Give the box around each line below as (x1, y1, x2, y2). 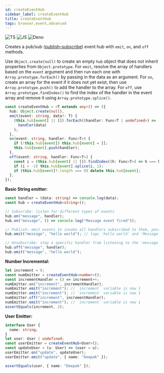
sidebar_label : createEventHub (5, 12, 69, 17)
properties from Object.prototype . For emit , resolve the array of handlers (5, 64, 152, 70)
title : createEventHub (5, 16, 51, 21)
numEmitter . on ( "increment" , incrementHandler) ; (5, 281, 104, 287)
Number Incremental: (5, 258, 50, 264)
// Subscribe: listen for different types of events (5, 209, 115, 214)
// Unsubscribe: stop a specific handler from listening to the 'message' (5, 241, 161, 246)
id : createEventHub (5, 7, 45, 12)
